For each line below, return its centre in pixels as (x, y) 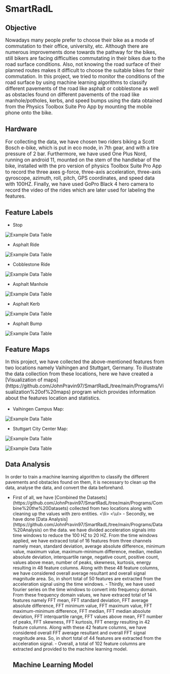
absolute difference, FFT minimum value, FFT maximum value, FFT (82, 605)
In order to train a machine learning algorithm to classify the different (77, 476)
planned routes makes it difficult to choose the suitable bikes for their (85, 71)
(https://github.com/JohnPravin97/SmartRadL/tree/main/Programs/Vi (84, 386)
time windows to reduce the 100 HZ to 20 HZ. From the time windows (85, 535)
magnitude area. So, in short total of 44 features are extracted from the (87, 638)
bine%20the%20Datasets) (40, 508)
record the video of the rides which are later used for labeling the (80, 190)
